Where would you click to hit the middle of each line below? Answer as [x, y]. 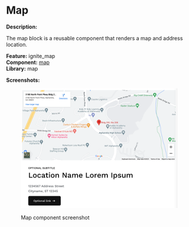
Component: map [28, 62]
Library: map [22, 68]
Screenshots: [23, 80]
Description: [22, 27]
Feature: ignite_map [31, 56]
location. [17, 44]
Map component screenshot [55, 218]
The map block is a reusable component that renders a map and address [94, 38]
